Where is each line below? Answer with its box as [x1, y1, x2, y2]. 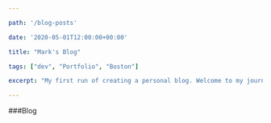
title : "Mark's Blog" [8, 47, 81, 56]
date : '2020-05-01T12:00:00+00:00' [8, 33, 128, 41]
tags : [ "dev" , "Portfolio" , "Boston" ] [8, 62, 139, 71]
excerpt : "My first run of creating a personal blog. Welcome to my [8, 77, 244, 85]
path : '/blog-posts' [8, 18, 78, 27]
